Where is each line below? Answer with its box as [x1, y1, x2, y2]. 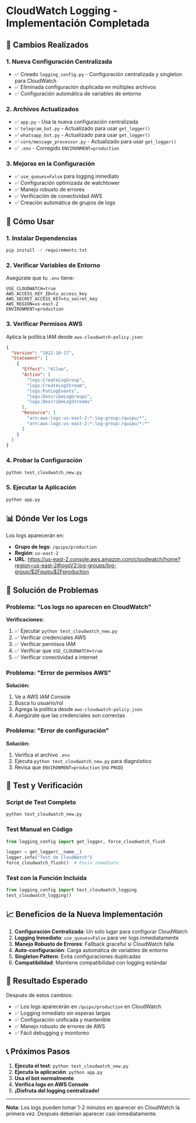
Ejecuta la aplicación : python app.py [14, 1068, 103, 1075]
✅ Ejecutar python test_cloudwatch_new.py [14, 627, 118, 634]
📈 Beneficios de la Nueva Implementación [6, 909, 163, 919]
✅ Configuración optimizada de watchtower [14, 180, 120, 187]
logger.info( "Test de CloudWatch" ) [6, 854, 93, 861]
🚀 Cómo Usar [6, 217, 55, 226]
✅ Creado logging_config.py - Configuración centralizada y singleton [14, 70, 183, 77]
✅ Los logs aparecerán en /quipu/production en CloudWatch [14, 1002, 162, 1010]
